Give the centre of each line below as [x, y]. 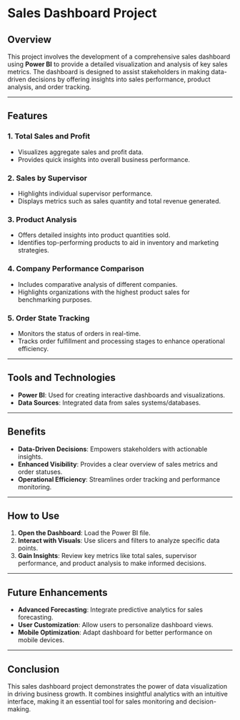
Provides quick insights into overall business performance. [104, 159]
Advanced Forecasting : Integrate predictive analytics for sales [110, 610]
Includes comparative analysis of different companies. [97, 284]
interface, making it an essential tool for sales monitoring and [97, 701]
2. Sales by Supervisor [47, 178]
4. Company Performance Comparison [76, 269]
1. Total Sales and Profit [49, 136]
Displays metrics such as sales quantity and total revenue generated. [119, 201]
